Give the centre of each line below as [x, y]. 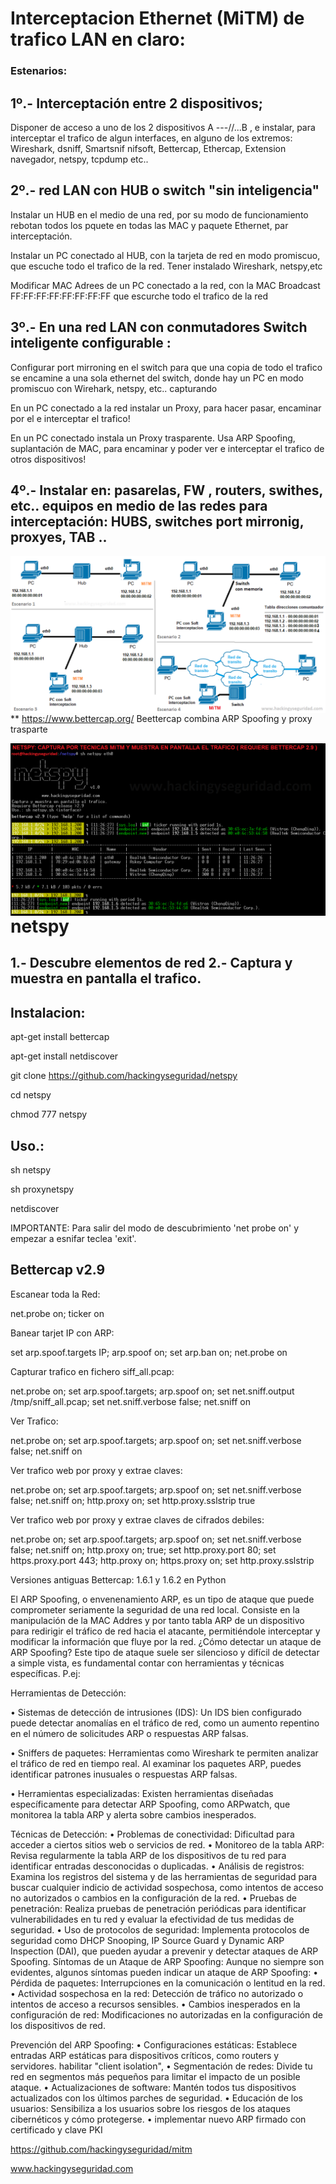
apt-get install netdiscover [64, 1056]
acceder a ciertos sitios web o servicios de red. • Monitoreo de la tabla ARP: [167, 1844]
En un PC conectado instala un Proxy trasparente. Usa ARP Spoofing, [153, 438]
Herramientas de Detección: [68, 1693]
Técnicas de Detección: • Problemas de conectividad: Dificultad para [152, 1834]
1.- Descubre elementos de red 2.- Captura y [151, 963]
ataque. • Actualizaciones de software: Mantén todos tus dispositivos [153, 2087]
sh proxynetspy [42, 1189]
